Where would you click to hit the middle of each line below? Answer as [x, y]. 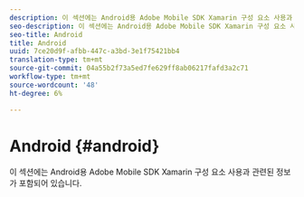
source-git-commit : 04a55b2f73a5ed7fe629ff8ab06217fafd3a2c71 [129, 69]
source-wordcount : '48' [54, 85]
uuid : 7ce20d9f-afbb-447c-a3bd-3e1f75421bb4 [95, 52]
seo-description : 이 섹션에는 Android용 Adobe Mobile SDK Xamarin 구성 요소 [148, 26]
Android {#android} [85, 146]
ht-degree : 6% [36, 93]
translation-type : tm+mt [56, 60]
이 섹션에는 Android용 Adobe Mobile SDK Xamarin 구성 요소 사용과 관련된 [142, 172]
